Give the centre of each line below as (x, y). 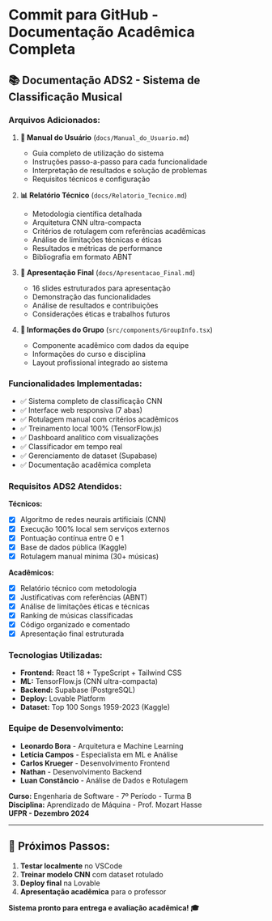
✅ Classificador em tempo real (71, 447)
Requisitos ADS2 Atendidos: (65, 486)
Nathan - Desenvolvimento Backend (81, 771)
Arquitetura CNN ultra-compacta (87, 222)
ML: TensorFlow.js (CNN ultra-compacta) (89, 681)
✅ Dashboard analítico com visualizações (89, 438)
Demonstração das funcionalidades (91, 296)
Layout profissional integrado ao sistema (100, 363)
